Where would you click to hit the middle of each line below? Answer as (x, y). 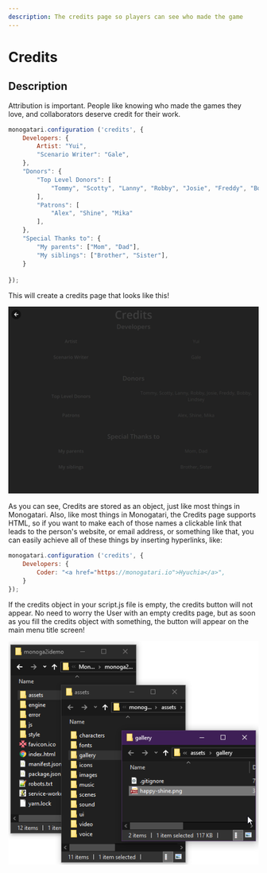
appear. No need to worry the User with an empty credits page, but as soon (132, 613)
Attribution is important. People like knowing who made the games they (125, 105)
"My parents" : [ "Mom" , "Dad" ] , (89, 246)
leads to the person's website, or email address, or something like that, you (131, 532)
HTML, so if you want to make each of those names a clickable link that (125, 523)
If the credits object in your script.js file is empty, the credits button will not (131, 604)
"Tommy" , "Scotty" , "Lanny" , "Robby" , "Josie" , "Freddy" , (149, 188)
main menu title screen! (46, 630)
